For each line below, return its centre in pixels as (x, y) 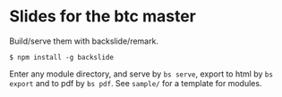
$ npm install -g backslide (62, 57)
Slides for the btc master (103, 16)
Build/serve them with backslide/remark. (84, 41)
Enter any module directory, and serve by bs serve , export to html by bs (141, 74)
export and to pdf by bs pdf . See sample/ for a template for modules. (136, 83)
